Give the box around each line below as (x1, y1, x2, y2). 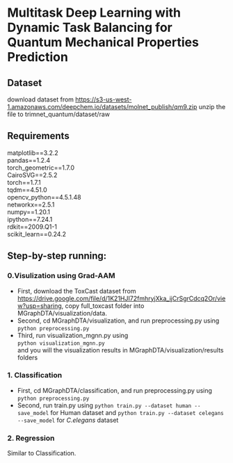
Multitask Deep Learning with (7, 5, 181, 21)
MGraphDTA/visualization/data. (17, 309, 108, 317)
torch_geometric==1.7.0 (7, 163, 75, 172)
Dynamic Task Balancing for (7, 19, 172, 35)
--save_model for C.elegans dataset (17, 416, 119, 424)
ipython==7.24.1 (7, 215, 53, 223)
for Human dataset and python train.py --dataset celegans (50, 408, 224, 416)
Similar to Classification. (7, 449, 77, 457)
